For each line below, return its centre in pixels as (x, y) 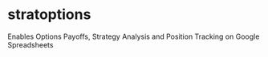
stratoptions (49, 15)
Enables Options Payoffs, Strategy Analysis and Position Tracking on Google (134, 36)
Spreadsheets (30, 44)
